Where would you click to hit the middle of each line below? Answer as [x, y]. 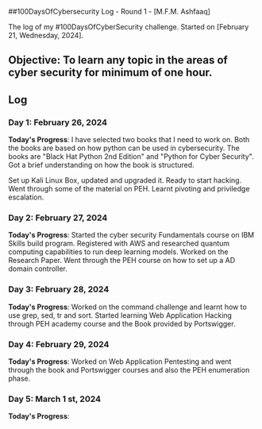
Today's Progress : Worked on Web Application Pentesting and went [120, 361]
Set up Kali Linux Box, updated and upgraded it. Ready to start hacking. [125, 180]
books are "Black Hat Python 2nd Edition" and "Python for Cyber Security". [131, 157]
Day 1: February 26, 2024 [58, 122]
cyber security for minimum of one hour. [110, 73]
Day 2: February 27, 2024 [58, 218]
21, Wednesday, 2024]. [46, 35]
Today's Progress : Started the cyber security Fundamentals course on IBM [131, 235]
